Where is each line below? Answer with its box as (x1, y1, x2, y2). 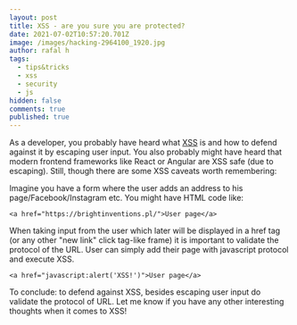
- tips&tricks (17, 63, 70, 72)
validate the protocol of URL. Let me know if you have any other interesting (9, 296, 285, 307)
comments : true (9, 104, 66, 113)
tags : (9, 54, 29, 63)
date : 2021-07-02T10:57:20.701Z (9, 29, 129, 38)
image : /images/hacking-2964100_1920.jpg (9, 37, 166, 47)
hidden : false (9, 96, 62, 105)
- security (17, 79, 58, 88)
